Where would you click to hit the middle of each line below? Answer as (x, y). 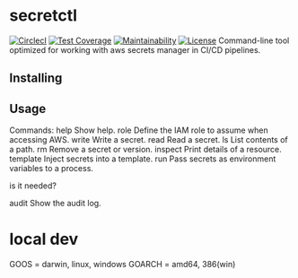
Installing (36, 78)
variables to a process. (52, 169)
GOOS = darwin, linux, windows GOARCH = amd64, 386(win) (123, 265)
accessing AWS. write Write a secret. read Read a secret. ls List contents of (149, 140)
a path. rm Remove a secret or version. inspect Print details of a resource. (146, 150)
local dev (44, 239)
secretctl (44, 16)
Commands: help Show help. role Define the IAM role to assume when (139, 130)
